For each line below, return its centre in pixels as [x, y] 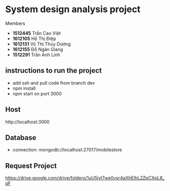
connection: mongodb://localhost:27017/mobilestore [67, 150]
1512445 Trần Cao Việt [37, 33]
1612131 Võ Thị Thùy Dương [42, 44]
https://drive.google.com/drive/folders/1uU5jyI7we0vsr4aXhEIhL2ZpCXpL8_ [85, 178]
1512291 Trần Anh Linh [36, 55]
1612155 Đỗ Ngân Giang [38, 49]
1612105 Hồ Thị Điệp [34, 39]
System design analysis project [73, 9]
